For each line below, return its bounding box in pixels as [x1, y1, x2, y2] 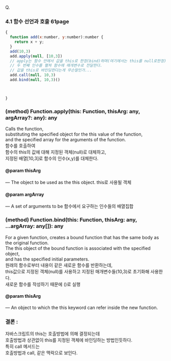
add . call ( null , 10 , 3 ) [10, 72, 56, 78]
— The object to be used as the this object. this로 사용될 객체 [5, 179, 131, 186]
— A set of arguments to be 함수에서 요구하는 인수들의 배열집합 [5, 203, 134, 210]
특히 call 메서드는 [5, 344, 40, 350]
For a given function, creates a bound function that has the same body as [5, 234, 159, 240]
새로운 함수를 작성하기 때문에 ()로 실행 [5, 281, 80, 287]
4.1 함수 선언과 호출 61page [5, 18, 70, 25]
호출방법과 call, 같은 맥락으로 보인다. [5, 350, 78, 356]
